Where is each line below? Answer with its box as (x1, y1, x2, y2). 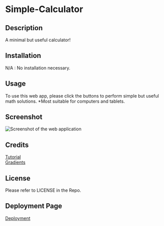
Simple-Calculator (5, 4, 84, 15)
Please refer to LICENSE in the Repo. (5, 187, 81, 193)
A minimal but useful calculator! (5, 37, 71, 43)
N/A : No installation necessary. (5, 64, 70, 71)
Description (5, 24, 43, 32)
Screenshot (5, 113, 43, 121)
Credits (5, 140, 29, 149)
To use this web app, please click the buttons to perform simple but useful (5, 93, 159, 99)
